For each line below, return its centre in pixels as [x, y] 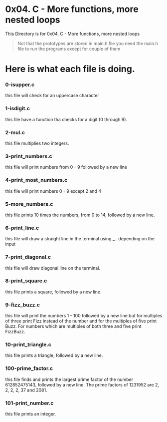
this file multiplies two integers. [37, 143]
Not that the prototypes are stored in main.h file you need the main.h [88, 43]
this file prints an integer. [31, 413]
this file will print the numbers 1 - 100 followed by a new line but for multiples [84, 316]
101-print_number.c [29, 403]
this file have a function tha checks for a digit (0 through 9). [66, 119]
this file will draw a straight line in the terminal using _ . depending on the [80, 239]
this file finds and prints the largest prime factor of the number [69, 379]
